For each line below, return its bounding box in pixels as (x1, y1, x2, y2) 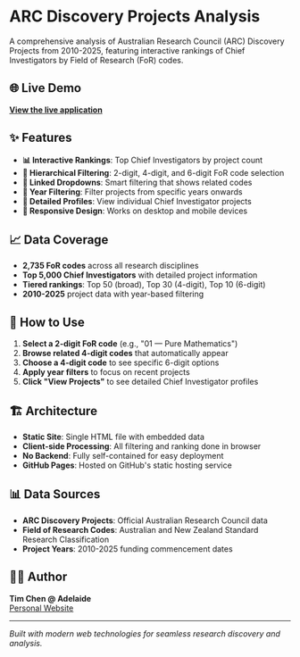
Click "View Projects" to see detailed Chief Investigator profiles (21, 377, 259, 387)
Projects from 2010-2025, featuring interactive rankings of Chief (9, 45, 246, 55)
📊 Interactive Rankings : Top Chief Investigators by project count (21, 154, 263, 165)
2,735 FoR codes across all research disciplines (21, 261, 199, 271)
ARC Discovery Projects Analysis (9, 6, 261, 27)
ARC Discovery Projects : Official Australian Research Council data (21, 515, 268, 526)
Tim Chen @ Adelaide (9, 593, 92, 603)
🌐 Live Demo (9, 80, 82, 96)
